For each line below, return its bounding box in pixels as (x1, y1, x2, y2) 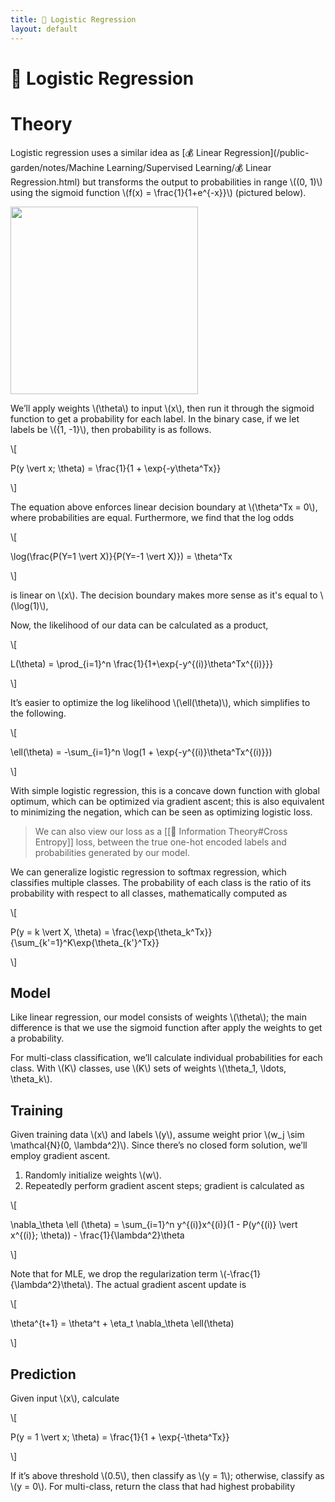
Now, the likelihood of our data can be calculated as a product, (10, 619, 269, 631)
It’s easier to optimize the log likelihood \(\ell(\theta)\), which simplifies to (10, 696, 311, 708)
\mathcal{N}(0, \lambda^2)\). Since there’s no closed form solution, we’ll (10, 1139, 308, 1151)
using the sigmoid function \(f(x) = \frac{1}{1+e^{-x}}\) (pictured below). (10, 186, 307, 198)
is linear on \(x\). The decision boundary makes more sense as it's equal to (10, 589, 318, 601)
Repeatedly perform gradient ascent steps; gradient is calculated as (24, 1180, 305, 1192)
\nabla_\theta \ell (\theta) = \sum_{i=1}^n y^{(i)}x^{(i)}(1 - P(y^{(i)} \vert (10, 1219, 298, 1231)
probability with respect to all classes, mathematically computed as (10, 887, 288, 899)
